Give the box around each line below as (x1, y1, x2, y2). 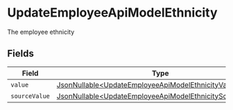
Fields (7, 48, 35, 59)
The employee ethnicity (7, 28, 75, 36)
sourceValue (10, 92, 51, 100)
